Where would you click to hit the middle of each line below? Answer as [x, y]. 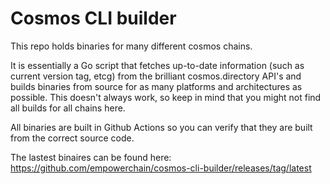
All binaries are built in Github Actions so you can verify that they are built [161, 127]
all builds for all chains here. [68, 108]
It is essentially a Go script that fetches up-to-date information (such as [157, 65]
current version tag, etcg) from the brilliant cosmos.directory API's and [156, 76]
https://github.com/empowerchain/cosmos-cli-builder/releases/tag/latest [161, 168]
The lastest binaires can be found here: [91, 157]
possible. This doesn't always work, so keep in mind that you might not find [166, 97]
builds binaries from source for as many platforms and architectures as [156, 86]
